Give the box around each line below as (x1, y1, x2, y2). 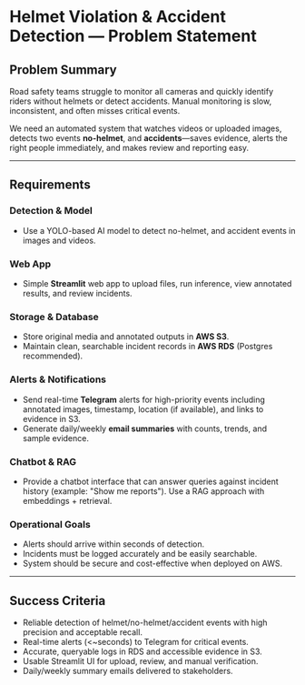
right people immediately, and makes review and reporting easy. (9, 143, 250, 153)
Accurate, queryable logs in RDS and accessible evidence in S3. (22, 646, 263, 657)
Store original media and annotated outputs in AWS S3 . (22, 331, 230, 342)
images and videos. (22, 235, 96, 246)
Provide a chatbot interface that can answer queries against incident (22, 476, 279, 487)
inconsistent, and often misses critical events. (9, 106, 181, 116)
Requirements (9, 177, 91, 193)
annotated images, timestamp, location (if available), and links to (22, 403, 264, 415)
